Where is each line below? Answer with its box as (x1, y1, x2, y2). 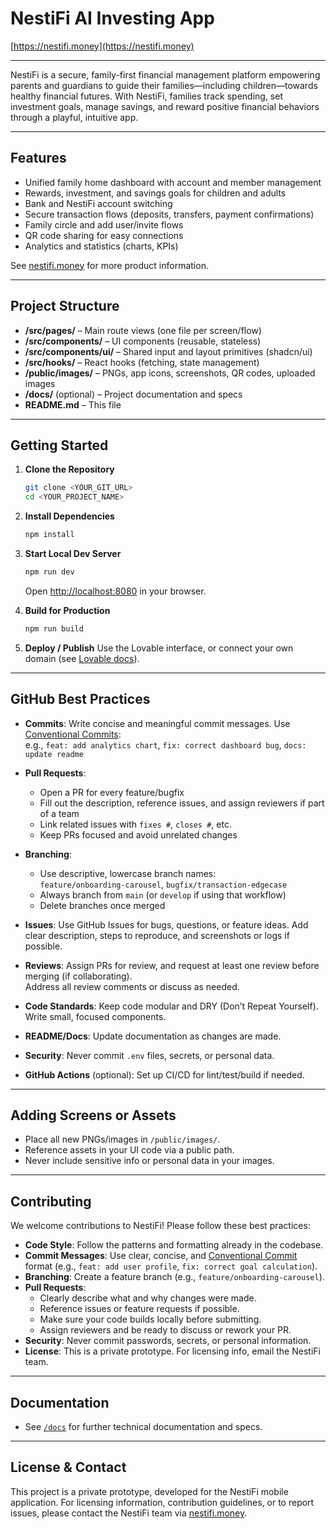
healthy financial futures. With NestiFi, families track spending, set (10, 90, 284, 102)
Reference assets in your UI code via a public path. (24, 1144, 235, 1156)
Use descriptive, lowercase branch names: (39, 867, 217, 879)
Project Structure (10, 298, 120, 315)
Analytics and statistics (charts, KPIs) (24, 240, 179, 252)
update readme (24, 749, 84, 759)
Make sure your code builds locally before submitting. (39, 1313, 262, 1326)
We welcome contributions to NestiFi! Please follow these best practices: (10, 1220, 311, 1232)
